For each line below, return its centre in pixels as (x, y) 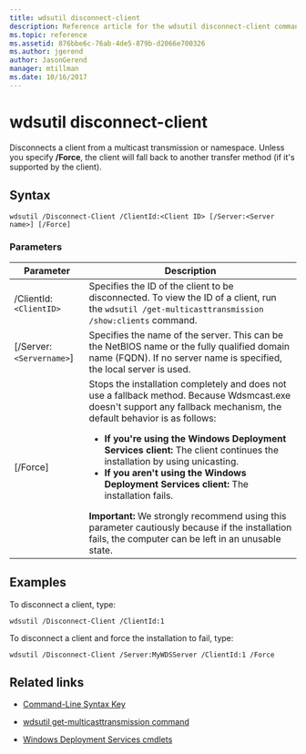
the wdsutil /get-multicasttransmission (176, 309)
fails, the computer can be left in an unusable (185, 538)
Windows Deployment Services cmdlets (97, 739)
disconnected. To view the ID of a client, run (183, 297)
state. (101, 550)
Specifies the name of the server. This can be (186, 335)
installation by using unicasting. (172, 461)
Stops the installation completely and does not (188, 383)
